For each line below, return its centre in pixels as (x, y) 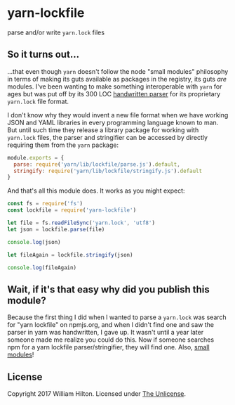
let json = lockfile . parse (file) (56, 229)
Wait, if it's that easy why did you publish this (109, 289)
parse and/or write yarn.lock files (56, 32)
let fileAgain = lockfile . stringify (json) (70, 255)
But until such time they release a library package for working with (103, 130)
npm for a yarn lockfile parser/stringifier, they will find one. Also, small (108, 347)
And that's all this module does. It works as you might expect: (96, 191)
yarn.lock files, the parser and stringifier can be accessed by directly (108, 137)
